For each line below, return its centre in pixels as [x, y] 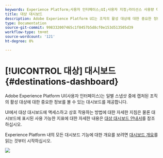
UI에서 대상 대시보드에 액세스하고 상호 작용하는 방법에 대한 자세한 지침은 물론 [78, 112]
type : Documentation [26, 23]
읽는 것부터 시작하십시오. [28, 140]
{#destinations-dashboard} [62, 81]
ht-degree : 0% [19, 41]
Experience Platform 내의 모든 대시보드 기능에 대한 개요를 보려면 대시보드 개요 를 [81, 135]
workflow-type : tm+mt [27, 32]
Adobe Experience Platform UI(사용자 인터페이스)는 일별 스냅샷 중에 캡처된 [77, 96]
